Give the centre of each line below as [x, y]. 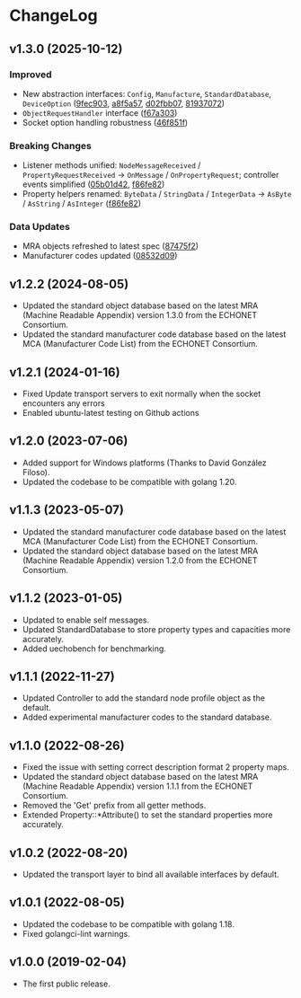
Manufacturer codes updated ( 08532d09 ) [100, 256]
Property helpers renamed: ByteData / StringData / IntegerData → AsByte [157, 194]
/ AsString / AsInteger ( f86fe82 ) [82, 204]
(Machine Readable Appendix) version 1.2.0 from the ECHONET [140, 560]
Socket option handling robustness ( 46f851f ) [105, 122]
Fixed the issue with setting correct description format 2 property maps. [155, 767]
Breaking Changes [51, 146]
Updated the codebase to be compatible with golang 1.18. [128, 924]
